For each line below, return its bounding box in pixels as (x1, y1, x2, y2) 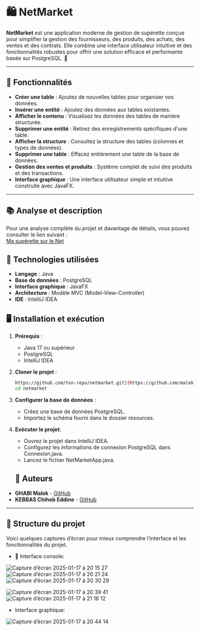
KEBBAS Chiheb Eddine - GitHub (14, 495, 97, 503)
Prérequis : (14, 333, 43, 340)
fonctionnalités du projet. (6, 541, 67, 548)
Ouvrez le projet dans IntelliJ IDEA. (23, 437, 109, 444)
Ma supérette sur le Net (6, 237, 64, 244)
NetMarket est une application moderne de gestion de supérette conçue (6, 29, 185, 36)
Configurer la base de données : (14, 396, 96, 404)
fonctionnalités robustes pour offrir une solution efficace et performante (6, 48, 183, 55)
